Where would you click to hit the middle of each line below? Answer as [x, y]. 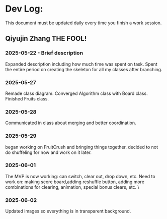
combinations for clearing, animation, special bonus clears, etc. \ [72, 187]
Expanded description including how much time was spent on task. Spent [81, 64]
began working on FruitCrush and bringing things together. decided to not [82, 147]
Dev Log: [24, 9]
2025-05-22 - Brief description [44, 53]
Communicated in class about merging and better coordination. [71, 123]
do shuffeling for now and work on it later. [49, 152]
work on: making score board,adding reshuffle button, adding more [75, 182]
